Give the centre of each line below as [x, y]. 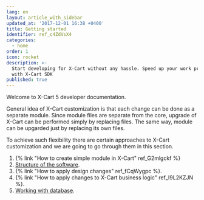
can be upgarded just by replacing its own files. [66, 128]
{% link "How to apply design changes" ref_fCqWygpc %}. [88, 171]
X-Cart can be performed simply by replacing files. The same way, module [100, 122]
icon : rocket [23, 57]
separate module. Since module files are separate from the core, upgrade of [101, 116]
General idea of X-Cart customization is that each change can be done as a [100, 109]
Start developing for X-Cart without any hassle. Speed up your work [101, 68]
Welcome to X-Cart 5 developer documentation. [66, 97]
